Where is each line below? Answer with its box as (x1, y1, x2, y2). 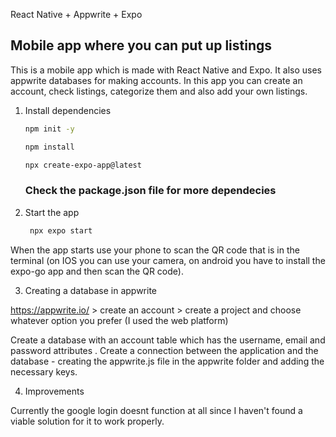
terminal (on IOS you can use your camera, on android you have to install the (10, 254, 326, 266)
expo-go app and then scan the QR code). (10, 265, 184, 277)
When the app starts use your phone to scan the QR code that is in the (10, 244, 300, 256)
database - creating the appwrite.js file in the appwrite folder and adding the (10, 355, 325, 367)
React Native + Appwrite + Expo (10, 9, 143, 20)
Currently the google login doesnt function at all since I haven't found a (10, 404, 303, 416)
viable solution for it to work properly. (10, 415, 165, 427)
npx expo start (29, 225, 93, 236)
